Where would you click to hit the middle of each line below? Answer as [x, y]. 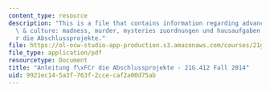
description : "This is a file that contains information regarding [124, 23]
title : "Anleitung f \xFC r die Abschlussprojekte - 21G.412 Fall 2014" [129, 68]
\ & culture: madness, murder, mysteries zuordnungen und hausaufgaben [138, 30]
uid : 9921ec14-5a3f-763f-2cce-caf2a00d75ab [82, 75]
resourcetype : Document [48, 61]
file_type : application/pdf [55, 53]
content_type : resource [48, 16]
